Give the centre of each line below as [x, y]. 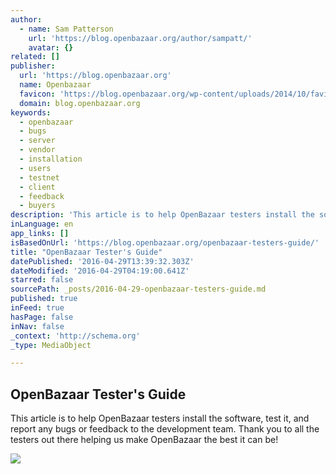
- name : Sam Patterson [66, 29]
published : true [44, 299]
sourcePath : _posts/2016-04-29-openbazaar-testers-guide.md [138, 289]
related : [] [35, 57]
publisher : [33, 66]
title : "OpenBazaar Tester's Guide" [86, 252]
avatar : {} [51, 47]
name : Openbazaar [55, 85]
